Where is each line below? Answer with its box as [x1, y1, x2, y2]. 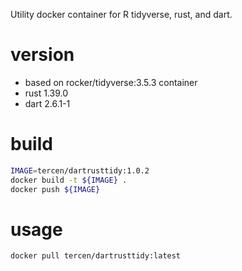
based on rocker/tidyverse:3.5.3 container [24, 76, 198, 88]
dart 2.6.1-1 [24, 97, 71, 109]
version [10, 44, 75, 66]
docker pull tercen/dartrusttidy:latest [10, 251, 182, 261]
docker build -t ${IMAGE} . [10, 175, 128, 185]
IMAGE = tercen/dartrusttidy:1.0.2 [10, 165, 150, 176]
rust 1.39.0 [24, 87, 69, 99]
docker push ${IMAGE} [10, 184, 101, 194]
